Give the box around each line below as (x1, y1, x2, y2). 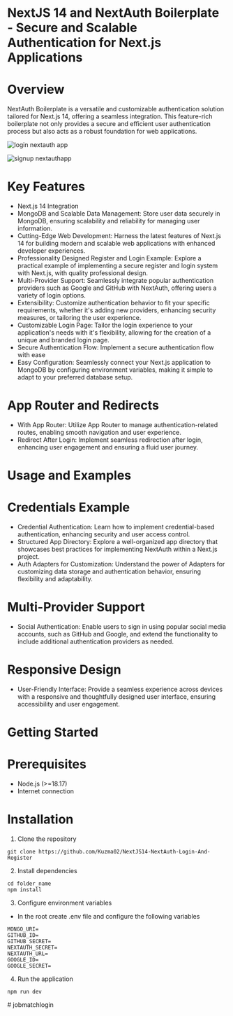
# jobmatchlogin (7, 1001, 54, 1009)
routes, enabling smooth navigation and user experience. (17, 429, 181, 436)
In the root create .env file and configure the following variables (17, 912, 200, 921)
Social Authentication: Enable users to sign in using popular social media (17, 622, 227, 631)
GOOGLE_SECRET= (7, 963, 52, 970)
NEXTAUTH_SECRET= (7, 944, 58, 952)
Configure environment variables (17, 898, 112, 907)
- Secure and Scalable (7, 20, 137, 36)
